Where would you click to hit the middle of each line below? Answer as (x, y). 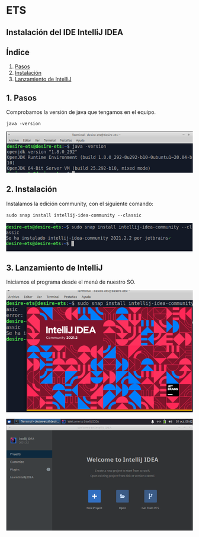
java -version (24, 124)
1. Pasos (22, 98)
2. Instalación (32, 190)
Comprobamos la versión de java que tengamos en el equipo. (81, 112)
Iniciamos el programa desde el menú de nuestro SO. (71, 282)
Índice (18, 52)
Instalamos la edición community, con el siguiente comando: (80, 204)
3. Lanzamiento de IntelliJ (54, 268)
